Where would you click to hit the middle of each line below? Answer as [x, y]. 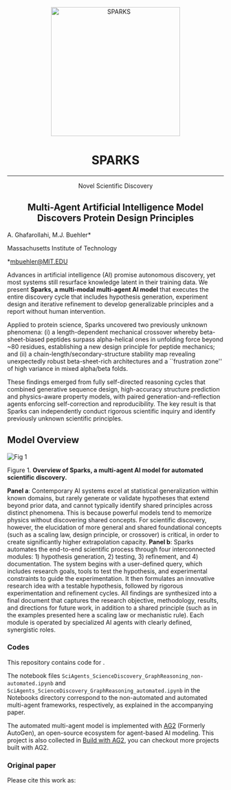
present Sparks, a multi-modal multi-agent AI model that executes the [108, 289]
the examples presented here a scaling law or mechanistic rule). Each [106, 615]
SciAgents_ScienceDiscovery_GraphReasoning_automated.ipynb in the [104, 690]
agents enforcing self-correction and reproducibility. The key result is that [112, 404]
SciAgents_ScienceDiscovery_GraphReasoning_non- [133, 676]
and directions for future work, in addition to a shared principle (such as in [112, 608]
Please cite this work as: [42, 780]
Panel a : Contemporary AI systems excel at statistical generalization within [113, 491]
